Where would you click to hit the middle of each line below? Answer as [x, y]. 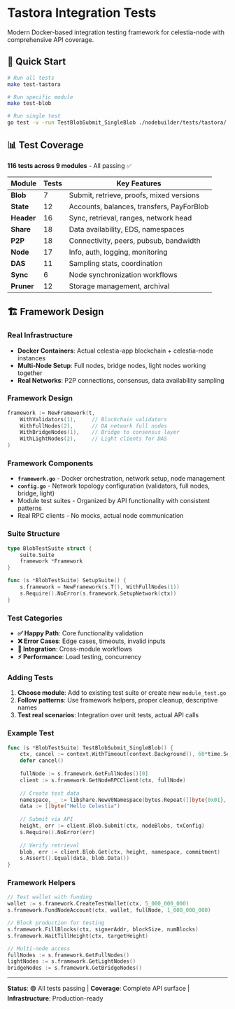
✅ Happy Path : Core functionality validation [80, 633]
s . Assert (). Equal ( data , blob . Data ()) [75, 859]
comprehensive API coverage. [51, 39]
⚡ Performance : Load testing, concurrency [79, 656]
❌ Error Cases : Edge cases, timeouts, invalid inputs [91, 641]
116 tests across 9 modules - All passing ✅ [70, 165]
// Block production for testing [56, 923]
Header [23, 218]
